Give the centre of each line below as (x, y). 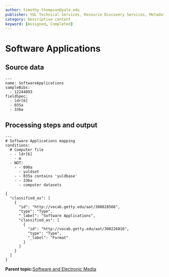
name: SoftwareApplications (35, 83)
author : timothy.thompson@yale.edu (43, 10)
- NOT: (17, 163)
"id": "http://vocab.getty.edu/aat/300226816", (78, 229)
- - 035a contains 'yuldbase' (46, 176)
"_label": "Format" (48, 238)
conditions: (18, 146)
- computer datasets (40, 185)
